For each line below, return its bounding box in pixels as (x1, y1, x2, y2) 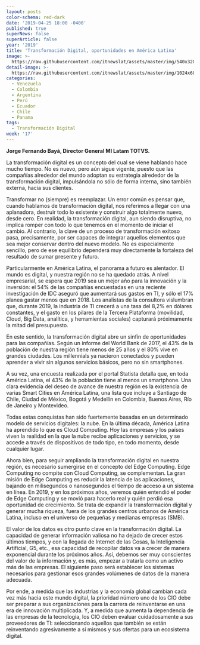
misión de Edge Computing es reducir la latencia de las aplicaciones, (6, 475, 175, 483)
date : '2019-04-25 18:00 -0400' (6, 20, 86, 26)
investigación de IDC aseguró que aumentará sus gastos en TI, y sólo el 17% (6, 290, 194, 297)
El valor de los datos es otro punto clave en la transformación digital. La (6, 525, 182, 532)
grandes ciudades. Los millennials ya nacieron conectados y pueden (6, 352, 174, 359)
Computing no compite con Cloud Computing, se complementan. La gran (6, 469, 186, 477)
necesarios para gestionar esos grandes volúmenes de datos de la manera (6, 570, 189, 577)
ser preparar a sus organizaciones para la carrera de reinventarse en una (6, 600, 186, 607)
